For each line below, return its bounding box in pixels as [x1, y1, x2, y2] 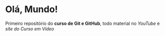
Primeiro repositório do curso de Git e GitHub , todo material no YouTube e [5, 20, 160, 26]
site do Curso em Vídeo [5, 25, 55, 31]
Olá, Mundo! [5, 4, 58, 15]
